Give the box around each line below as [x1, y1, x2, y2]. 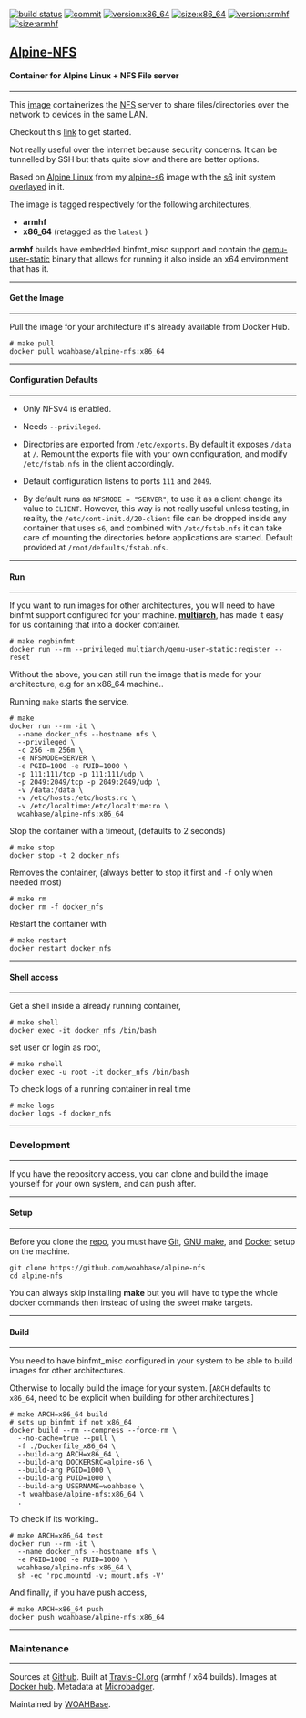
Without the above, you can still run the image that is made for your [9, 669, 262, 680]
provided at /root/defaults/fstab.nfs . [22, 542, 168, 552]
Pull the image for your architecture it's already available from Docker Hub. [9, 321, 290, 332]
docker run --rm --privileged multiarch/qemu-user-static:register [9, 645, 271, 654]
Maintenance [9, 1642, 70, 1655]
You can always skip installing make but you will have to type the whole [9, 1287, 278, 1298]
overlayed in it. [9, 180, 66, 191]
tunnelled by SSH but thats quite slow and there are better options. [9, 153, 260, 164]
